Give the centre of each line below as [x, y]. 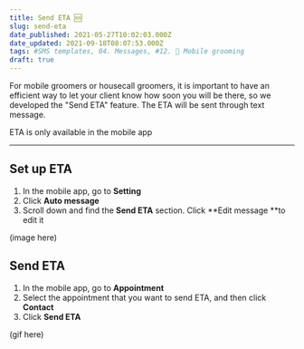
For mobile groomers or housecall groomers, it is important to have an [139, 86]
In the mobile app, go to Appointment [93, 287]
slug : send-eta [38, 26]
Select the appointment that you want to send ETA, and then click [144, 297]
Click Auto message [61, 200]
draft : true [32, 60]
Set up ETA [41, 169]
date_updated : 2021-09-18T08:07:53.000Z [87, 43]
